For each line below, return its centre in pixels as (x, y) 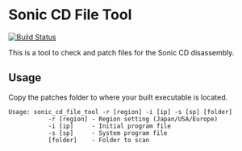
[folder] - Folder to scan (99, 140)
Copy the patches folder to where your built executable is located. (118, 97)
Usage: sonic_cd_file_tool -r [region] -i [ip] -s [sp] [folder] (120, 112)
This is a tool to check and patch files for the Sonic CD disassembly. (121, 52)
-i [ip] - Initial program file (110, 126)
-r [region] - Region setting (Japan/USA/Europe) (133, 119)
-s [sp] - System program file (108, 133)
